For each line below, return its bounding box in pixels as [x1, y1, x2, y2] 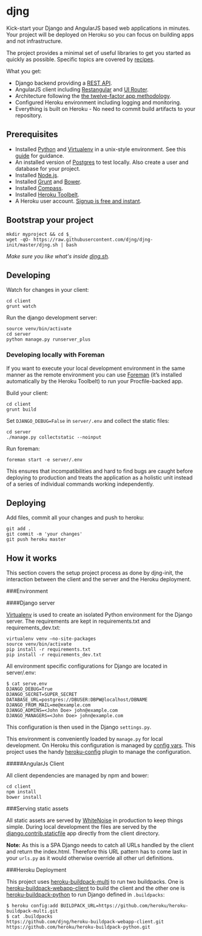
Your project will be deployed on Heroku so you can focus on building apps [6, 30, 194, 38]
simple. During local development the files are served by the [6, 823, 157, 831]
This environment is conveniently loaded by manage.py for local [6, 736, 163, 743]
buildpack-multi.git [6, 908, 59, 915]
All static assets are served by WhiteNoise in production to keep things [6, 817, 183, 824]
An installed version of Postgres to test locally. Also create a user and [15, 158, 189, 166]
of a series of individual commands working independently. [6, 480, 155, 487]
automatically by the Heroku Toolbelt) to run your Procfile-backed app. [6, 377, 183, 385]
